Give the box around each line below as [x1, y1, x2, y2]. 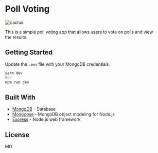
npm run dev [5, 79, 29, 85]
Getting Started [5, 48, 53, 57]
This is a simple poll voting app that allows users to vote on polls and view [5, 29, 153, 35]
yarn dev [5, 71, 23, 76]
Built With [5, 93, 35, 101]
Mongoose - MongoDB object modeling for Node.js [12, 111, 115, 117]
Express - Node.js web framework [12, 116, 81, 122]
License [5, 131, 30, 139]
